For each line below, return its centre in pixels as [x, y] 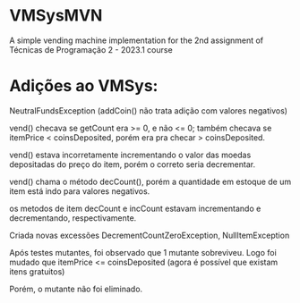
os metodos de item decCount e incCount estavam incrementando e [135, 208]
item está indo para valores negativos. [80, 191]
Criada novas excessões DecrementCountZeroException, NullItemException [150, 235]
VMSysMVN [56, 16]
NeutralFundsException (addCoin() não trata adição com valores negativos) [149, 110]
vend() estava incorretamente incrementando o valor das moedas [130, 155]
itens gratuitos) [37, 271]
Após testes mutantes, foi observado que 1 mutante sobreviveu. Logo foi [143, 252]
